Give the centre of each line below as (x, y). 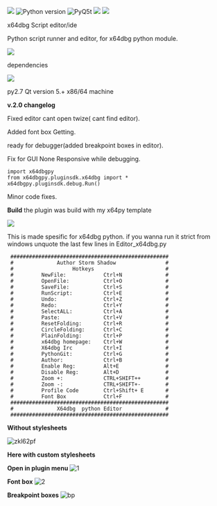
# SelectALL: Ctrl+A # (89, 311)
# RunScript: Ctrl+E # (89, 293)
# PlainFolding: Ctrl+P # (89, 336)
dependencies (28, 65)
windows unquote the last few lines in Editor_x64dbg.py (87, 244)
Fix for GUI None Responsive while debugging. (74, 159)
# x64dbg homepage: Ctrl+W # (89, 342)
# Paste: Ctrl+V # (89, 318)
